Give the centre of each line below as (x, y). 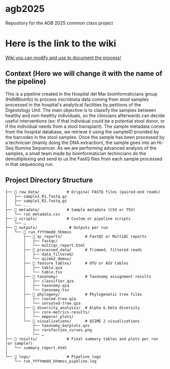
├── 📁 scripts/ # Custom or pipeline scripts (68, 219)
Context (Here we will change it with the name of (84, 74)
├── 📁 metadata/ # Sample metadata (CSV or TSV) (70, 210)
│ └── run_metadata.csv (33, 214)
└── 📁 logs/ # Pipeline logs (53, 357)
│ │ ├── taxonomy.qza (37, 286)
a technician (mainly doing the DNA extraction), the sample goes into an (81, 143)
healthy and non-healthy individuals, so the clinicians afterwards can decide (85, 116)
